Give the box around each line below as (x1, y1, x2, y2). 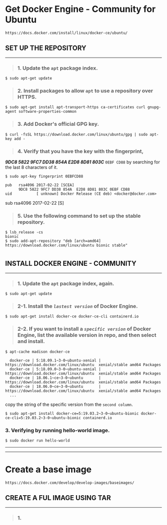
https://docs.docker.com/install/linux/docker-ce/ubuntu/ (5, 30, 128, 35)
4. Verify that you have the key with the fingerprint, (17, 148, 144, 154)
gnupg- (147, 105, 162, 110)
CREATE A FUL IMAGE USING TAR (5, 494, 111, 502)
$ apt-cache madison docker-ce (5, 349, 70, 354)
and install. (17, 338, 45, 345)
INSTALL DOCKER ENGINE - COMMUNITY (5, 259, 137, 268)
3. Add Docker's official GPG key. (17, 121, 99, 128)
